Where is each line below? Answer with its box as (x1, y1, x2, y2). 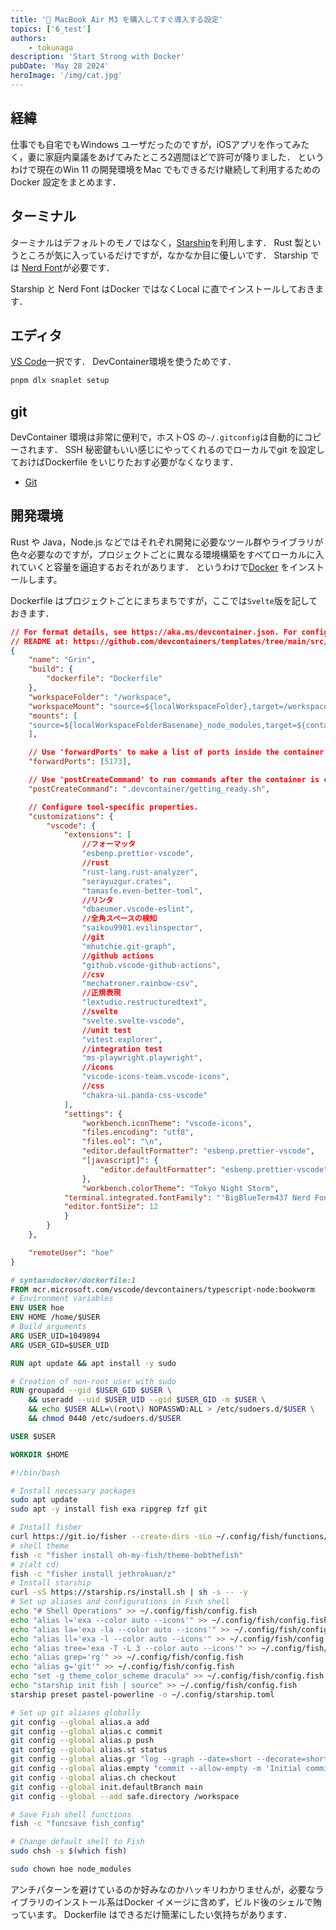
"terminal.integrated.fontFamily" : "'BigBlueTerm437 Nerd (63, 1192, 311, 1203)
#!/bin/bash (10, 1467, 60, 1478)
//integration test (81, 1044, 163, 1054)
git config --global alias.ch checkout (10, 1772, 177, 1783)
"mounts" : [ (28, 711, 78, 721)
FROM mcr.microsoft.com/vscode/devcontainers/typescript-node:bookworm (10, 1284, 315, 1295)
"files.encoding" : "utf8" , (81, 1127, 195, 1138)
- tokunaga (28, 42, 74, 53)
